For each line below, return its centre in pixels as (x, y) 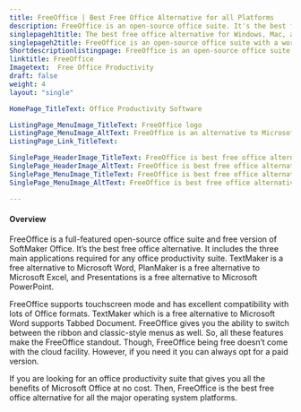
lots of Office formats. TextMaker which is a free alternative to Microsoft (142, 313)
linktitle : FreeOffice (52, 59)
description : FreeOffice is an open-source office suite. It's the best (148, 26)
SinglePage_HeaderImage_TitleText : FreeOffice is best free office (138, 158)
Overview (28, 219)
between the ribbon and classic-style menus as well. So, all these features (146, 332)
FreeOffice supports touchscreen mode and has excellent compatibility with (149, 304)
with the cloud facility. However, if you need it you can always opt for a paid (149, 351)
